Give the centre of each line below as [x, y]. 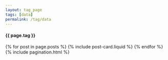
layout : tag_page [24, 10]
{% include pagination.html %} [38, 52]
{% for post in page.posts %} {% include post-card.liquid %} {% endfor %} [84, 46]
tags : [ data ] [19, 15]
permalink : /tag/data [28, 19]
